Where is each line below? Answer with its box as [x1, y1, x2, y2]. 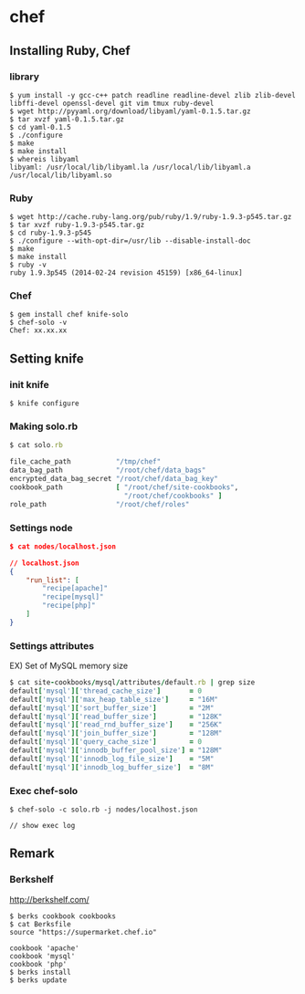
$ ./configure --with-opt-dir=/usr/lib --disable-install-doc [9, 236, 251, 246]
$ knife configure [9, 399, 79, 408]
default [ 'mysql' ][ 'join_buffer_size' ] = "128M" [9, 728, 223, 738]
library [9, 70, 39, 83]
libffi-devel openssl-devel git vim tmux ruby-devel [9, 99, 215, 108]
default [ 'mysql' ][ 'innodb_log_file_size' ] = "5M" [9, 754, 215, 763]
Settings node [9, 521, 73, 534]
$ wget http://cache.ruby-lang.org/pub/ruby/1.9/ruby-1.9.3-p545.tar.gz [9, 213, 292, 222]
